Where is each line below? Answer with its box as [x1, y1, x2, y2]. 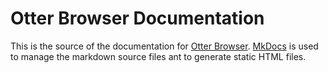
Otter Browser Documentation [10, 7, 265, 30]
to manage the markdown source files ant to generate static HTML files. [10, 50, 307, 62]
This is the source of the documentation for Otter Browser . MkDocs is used [10, 40, 319, 52]
